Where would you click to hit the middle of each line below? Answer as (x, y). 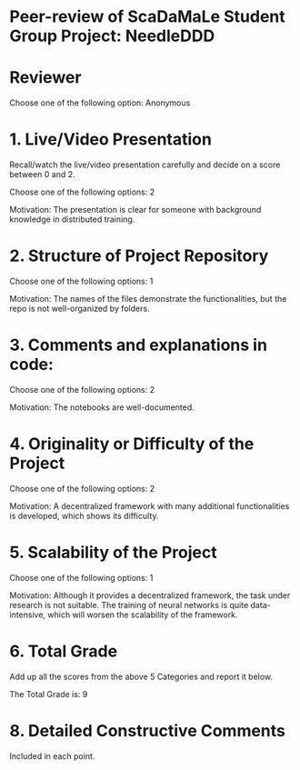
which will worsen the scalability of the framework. (143, 615)
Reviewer (45, 78)
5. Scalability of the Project (113, 553)
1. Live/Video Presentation (110, 140)
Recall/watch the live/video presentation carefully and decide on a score (145, 165)
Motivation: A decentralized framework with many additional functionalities (150, 505)
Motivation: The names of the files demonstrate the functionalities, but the (148, 299)
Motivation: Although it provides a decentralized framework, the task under (150, 595)
